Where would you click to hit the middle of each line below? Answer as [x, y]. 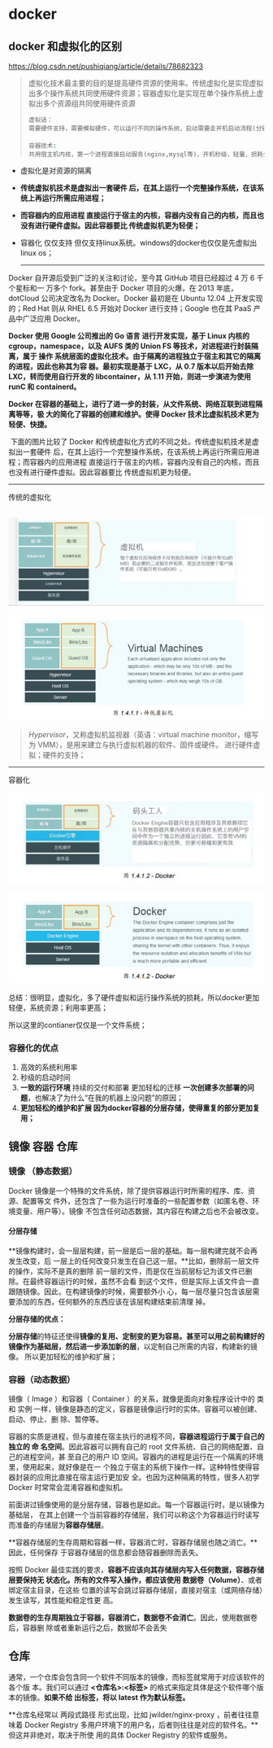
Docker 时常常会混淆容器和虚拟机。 [68, 1488]
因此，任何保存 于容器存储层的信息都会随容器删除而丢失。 [106, 1553]
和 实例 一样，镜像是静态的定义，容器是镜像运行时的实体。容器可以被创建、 [135, 1409]
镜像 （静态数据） [43, 1171]
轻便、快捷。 [30, 425]
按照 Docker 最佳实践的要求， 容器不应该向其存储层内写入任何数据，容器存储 [136, 1570]
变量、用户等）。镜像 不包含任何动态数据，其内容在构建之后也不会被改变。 [139, 1211]
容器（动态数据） [42, 1379]
